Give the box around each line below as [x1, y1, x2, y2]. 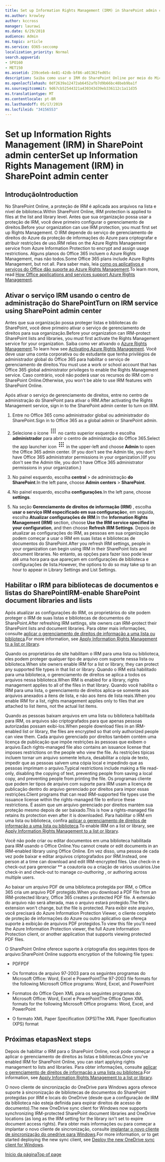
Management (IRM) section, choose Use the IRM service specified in [12, 520, 155, 526]
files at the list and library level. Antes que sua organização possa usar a [5, 214, 152, 220]
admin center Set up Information [5, 150, 138, 161]
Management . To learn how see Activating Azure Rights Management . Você [5, 346, 157, 352]
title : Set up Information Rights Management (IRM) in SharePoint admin [5, 8, 157, 13]
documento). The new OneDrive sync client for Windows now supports [5, 1105, 147, 1111]
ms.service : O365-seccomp [5, 44, 58, 49]
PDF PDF [12, 961, 29, 967]
